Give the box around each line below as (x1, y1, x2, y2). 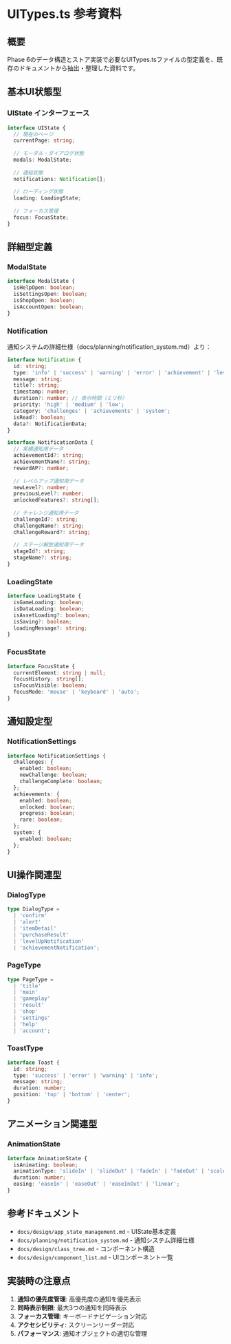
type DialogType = (7, 906, 60, 913)
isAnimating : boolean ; (13, 1161, 78, 1169)
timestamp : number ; (13, 388, 69, 396)
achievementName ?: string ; (13, 458, 91, 465)
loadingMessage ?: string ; (13, 624, 88, 632)
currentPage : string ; (13, 137, 76, 145)
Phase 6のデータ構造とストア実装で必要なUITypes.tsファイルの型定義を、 (7, 56, 217, 63)
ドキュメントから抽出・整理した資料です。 (19, 64, 140, 72)
